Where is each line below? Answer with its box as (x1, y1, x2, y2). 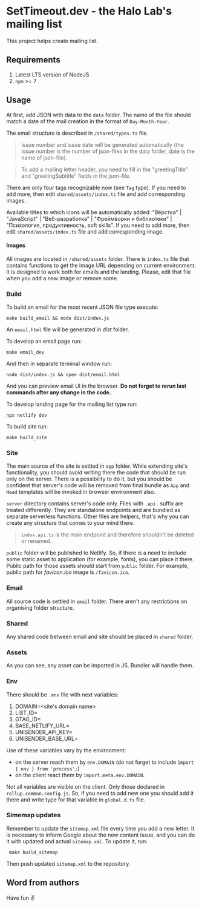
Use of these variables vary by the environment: (6, 746, 126, 754)
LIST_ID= (15, 709, 38, 716)
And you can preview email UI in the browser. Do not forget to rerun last (6, 382, 187, 389)
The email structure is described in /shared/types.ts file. (6, 129, 149, 137)
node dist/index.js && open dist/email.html (6, 372, 120, 378)
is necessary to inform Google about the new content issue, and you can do (6, 831, 195, 838)
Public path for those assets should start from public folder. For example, (6, 562, 189, 570)
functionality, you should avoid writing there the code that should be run (6, 469, 186, 476)
